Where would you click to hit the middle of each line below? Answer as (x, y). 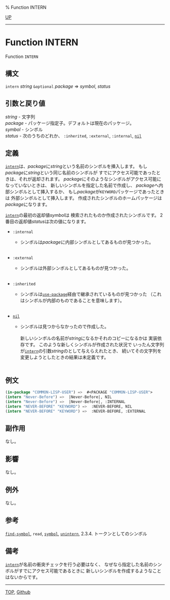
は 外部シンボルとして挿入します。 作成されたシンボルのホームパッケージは (84, 198)
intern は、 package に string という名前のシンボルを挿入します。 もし (76, 166)
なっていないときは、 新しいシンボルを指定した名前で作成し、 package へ (82, 185)
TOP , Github (18, 592)
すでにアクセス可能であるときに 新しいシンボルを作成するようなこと (90, 571)
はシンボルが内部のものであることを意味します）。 (72, 301)
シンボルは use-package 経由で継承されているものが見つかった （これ (91, 294)
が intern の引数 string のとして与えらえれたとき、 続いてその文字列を (91, 351)
